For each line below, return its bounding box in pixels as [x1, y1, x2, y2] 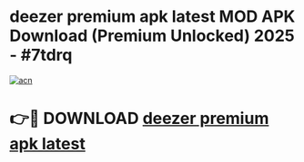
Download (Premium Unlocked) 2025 [9, 25, 296, 46]
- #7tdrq [9, 45, 73, 65]
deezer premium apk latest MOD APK [9, 6, 296, 27]
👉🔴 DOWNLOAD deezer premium [9, 109, 269, 129]
